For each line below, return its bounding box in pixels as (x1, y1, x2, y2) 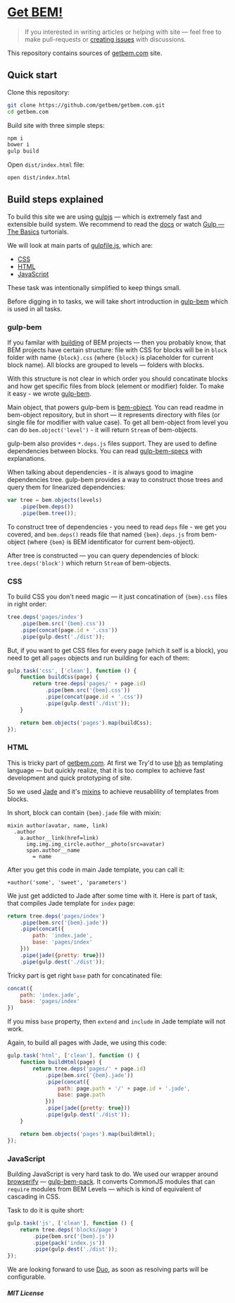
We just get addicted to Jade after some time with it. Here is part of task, (7, 891, 218, 900)
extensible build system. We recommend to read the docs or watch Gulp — (7, 220, 225, 228)
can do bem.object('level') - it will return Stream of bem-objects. (7, 426, 198, 434)
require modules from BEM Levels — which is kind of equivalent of (7, 1184, 202, 1193)
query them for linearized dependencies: (7, 483, 125, 491)
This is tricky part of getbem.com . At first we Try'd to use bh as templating (7, 758, 223, 767)
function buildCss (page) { (20, 673, 99, 681)
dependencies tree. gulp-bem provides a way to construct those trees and (7, 476, 223, 484)
